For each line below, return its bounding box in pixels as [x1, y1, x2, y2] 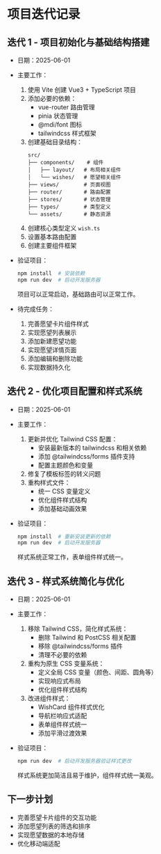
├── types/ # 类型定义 [27, 203, 111, 210]
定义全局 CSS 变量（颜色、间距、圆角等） [37, 668, 158, 677]
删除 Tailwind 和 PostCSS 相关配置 [37, 633, 137, 642]
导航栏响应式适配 [37, 711, 87, 720]
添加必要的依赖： [27, 95, 77, 102]
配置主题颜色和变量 [37, 461, 94, 469]
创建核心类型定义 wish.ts [27, 224, 101, 232]
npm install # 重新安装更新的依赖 [17, 533, 111, 540]
